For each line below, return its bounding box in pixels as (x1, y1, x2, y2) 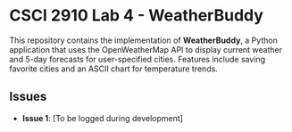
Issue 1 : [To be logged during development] (21, 112, 183, 123)
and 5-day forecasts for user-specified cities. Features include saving (9, 54, 266, 64)
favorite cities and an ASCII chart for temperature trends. (9, 63, 219, 74)
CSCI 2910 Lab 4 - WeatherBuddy (9, 5, 263, 26)
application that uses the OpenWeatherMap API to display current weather (9, 44, 283, 54)
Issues (9, 89, 47, 104)
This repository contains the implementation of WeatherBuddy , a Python (9, 35, 279, 45)
